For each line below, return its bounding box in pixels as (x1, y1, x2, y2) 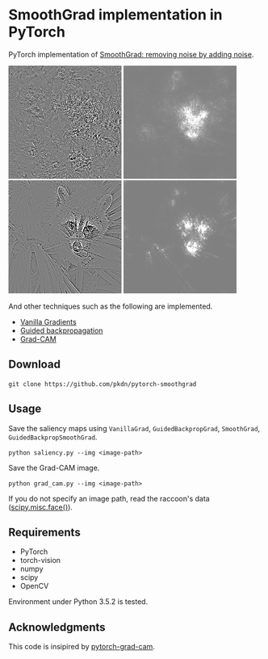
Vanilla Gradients (19, 317, 77, 326)
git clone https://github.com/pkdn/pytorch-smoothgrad (8, 380, 197, 388)
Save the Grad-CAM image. (8, 463, 100, 472)
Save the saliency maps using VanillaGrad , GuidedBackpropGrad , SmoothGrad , (8, 423, 261, 433)
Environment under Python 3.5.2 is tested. (8, 597, 149, 607)
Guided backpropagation (19, 325, 103, 335)
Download (8, 358, 61, 371)
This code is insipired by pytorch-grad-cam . (8, 642, 156, 652)
